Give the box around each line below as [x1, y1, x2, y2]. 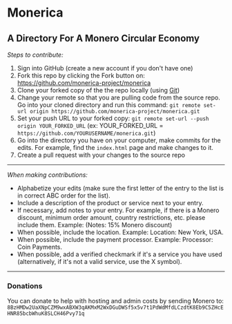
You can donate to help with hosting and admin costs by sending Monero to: [7, 297, 224, 305]
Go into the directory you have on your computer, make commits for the [17, 136, 221, 144]
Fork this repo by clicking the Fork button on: [17, 71, 145, 79]
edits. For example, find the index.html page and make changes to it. [17, 144, 214, 151]
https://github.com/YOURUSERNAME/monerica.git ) [17, 129, 156, 137]
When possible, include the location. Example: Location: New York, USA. [17, 228, 224, 236]
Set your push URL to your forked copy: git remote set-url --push [17, 114, 209, 122]
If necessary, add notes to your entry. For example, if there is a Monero [17, 206, 220, 214]
